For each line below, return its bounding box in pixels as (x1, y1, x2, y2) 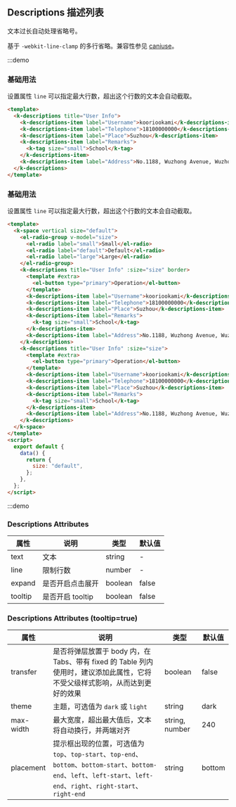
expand (11, 578, 36, 588)
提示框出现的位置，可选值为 (52, 739, 145, 749)
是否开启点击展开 (41, 579, 99, 589)
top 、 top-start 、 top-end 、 (52, 749, 143, 759)
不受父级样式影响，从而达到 (52, 678, 145, 688)
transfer (11, 667, 37, 677)
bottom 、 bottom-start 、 (52, 760, 132, 770)
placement (11, 763, 46, 773)
